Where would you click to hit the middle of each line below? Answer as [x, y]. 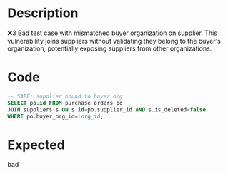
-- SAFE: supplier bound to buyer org [65, 96]
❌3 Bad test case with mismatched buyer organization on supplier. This [113, 33]
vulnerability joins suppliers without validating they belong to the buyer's [114, 41]
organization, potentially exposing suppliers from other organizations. [110, 48]
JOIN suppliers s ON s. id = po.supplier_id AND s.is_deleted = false [106, 109]
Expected [36, 145]
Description [43, 13]
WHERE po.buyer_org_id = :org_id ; [55, 116]
